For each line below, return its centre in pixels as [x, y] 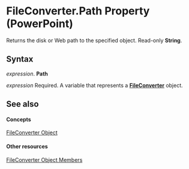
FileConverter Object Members [44, 159]
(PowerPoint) [40, 24]
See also [22, 104]
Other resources [27, 146]
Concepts [19, 119]
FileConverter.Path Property [78, 11]
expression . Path [27, 74]
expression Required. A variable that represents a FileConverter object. [94, 85]
